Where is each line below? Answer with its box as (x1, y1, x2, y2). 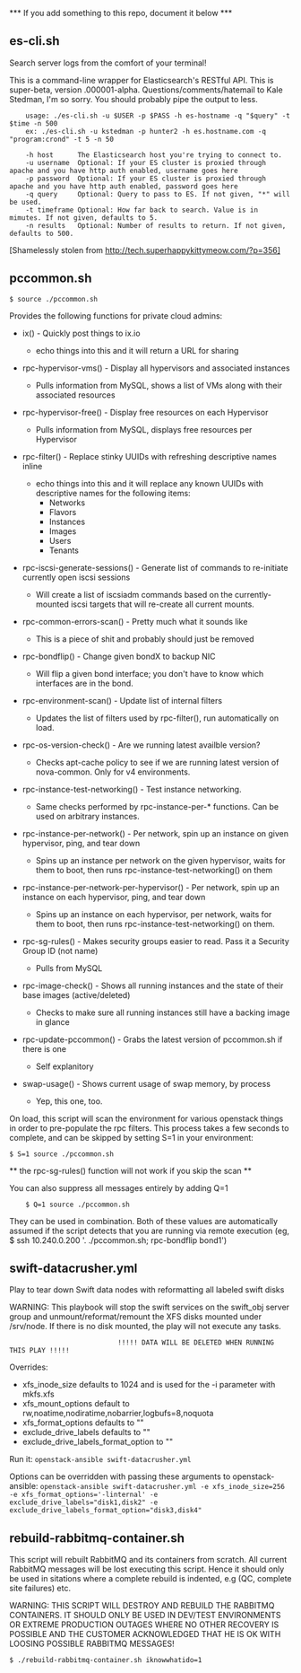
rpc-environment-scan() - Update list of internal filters (21, 695, 222, 705)
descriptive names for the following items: (35, 487, 191, 498)
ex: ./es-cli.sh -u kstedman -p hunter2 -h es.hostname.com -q (25, 127, 267, 136)
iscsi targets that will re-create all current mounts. (70, 599, 255, 609)
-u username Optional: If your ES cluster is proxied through (25, 158, 267, 167)
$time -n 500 (9, 118, 58, 128)
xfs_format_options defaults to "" (21, 1417, 145, 1428)
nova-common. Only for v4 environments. (35, 766, 191, 777)
